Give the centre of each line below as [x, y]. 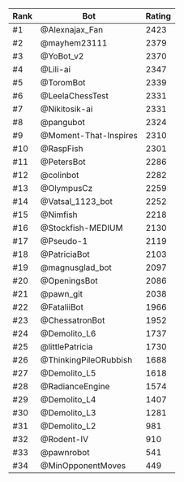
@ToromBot [63, 83]
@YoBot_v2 [62, 56]
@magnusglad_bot [76, 267]
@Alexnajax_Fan [72, 30]
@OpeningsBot [69, 281]
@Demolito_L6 [68, 334]
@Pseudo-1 [64, 241]
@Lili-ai [56, 69]
